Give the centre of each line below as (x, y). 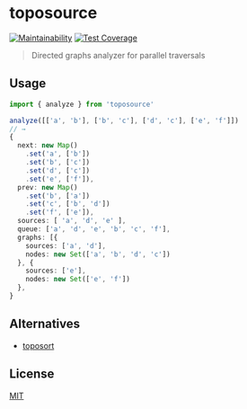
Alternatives (45, 324)
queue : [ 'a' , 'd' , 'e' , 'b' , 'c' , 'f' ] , (94, 229)
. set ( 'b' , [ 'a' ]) (58, 196)
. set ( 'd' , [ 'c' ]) (58, 170)
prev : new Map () (48, 187)
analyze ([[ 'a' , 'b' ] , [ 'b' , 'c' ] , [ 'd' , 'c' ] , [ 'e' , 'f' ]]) (124, 120)
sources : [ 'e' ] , (56, 271)
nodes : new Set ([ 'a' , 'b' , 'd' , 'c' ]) (98, 254)
